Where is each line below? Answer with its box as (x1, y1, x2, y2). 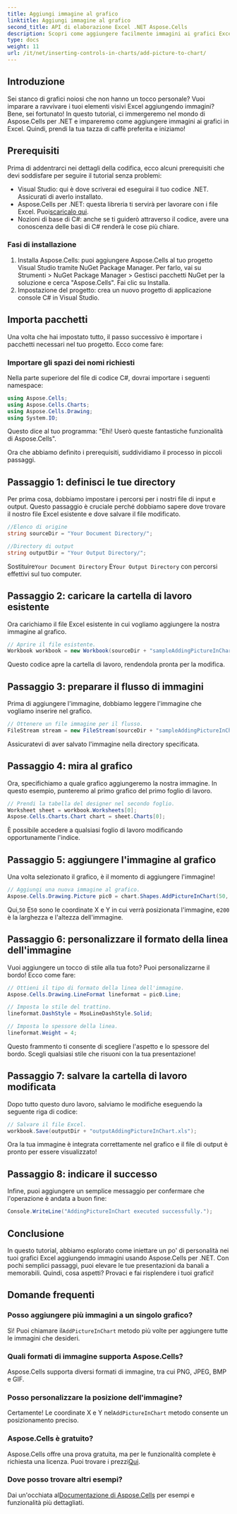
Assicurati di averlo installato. (17, 192, 104, 201)
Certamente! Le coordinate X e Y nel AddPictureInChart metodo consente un (7, 1408, 229, 1417)
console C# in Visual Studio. (17, 293, 100, 302)
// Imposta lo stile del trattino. (7, 1003, 112, 1011)
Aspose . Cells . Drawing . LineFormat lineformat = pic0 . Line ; (7, 991, 181, 998)
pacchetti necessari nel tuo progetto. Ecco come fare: (7, 340, 164, 348)
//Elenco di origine (7, 523, 68, 531)
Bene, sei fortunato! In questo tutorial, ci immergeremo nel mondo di (7, 109, 206, 118)
